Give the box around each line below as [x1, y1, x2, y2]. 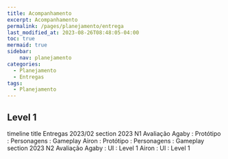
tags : [7, 80, 23, 87]
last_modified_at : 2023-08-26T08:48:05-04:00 [7, 29, 139, 36]
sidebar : [7, 48, 32, 55]
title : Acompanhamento [7, 10, 72, 17]
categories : [7, 61, 41, 68]
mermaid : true [7, 42, 48, 48]
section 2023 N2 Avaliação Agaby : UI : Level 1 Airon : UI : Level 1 [7, 144, 190, 152]
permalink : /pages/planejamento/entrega [7, 23, 125, 29]
